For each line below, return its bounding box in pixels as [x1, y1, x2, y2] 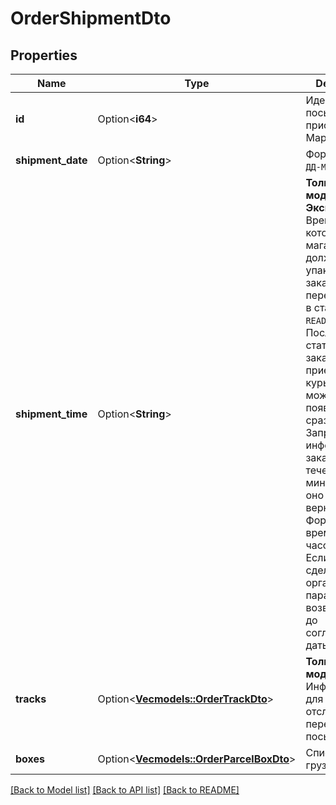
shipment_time [15, 407, 88, 421]
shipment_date [15, 153, 88, 167]
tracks [15, 692, 47, 706]
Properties [10, 47, 78, 64]
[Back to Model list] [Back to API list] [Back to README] [10, 784, 240, 796]
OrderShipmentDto [10, 7, 172, 30]
